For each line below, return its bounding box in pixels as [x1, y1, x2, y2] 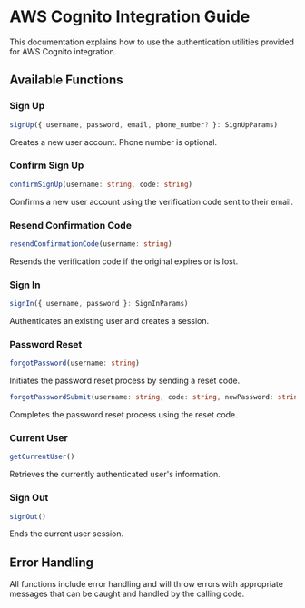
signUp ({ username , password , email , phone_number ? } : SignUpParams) [9, 120, 279, 129]
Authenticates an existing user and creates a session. [9, 316, 210, 327]
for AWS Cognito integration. [9, 45, 117, 56]
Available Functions [9, 73, 124, 88]
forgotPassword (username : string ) [9, 358, 141, 368]
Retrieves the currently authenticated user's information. [9, 469, 221, 480]
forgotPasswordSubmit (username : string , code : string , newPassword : [9, 393, 274, 402]
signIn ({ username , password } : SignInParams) [9, 299, 189, 309]
